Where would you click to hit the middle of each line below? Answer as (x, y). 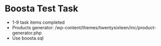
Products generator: (33, 27)
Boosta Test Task (42, 9)
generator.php (27, 33)
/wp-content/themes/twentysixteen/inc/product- (105, 27)
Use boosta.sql (28, 38)
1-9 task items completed (38, 22)
